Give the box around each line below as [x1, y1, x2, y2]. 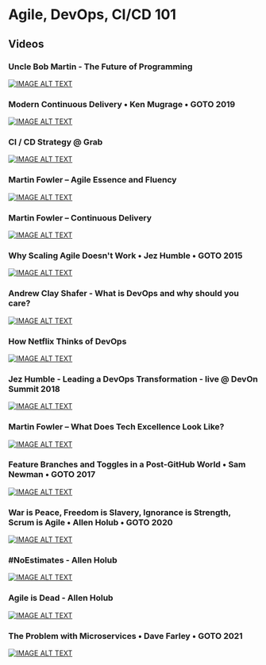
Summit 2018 [8, 383, 61, 394]
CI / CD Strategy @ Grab [8, 136, 103, 148]
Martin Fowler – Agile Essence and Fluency [8, 175, 177, 186]
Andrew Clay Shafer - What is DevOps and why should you [8, 288, 240, 299]
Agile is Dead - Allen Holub [8, 593, 114, 604]
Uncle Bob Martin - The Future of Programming [8, 61, 193, 72]
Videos [8, 37, 44, 51]
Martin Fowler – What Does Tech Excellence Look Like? [8, 421, 225, 432]
